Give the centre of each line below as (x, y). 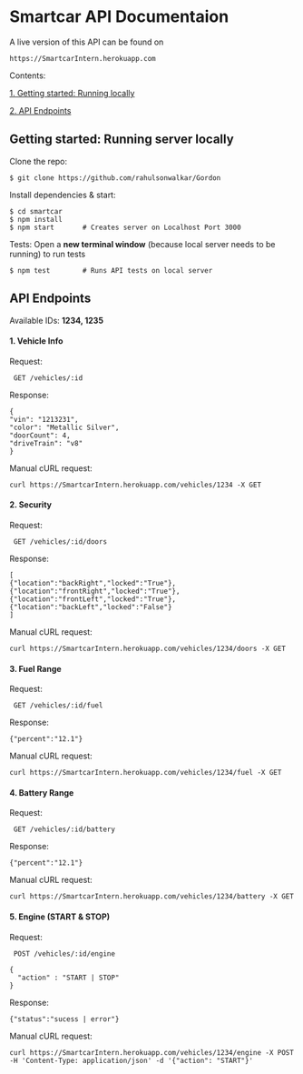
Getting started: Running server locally (122, 140)
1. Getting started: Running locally (72, 93)
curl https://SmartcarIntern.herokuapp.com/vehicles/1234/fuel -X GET (146, 773)
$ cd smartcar (36, 211)
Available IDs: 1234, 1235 (57, 320)
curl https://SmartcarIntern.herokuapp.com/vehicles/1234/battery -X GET (152, 897)
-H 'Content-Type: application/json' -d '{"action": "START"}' (132, 1060)
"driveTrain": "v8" (46, 443)
